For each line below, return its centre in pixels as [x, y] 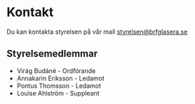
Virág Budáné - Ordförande [56, 70]
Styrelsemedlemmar [52, 54]
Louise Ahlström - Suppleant [58, 93]
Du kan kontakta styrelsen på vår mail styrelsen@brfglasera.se [97, 32]
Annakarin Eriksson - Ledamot [60, 78]
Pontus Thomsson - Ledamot [59, 86]
